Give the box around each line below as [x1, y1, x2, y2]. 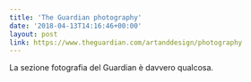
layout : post [9, 29, 58, 38]
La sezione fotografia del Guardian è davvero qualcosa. [9, 62, 213, 73]
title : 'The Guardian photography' [9, 12, 143, 22]
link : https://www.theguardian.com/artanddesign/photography [9, 37, 243, 47]
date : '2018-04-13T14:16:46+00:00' [9, 21, 143, 30]
